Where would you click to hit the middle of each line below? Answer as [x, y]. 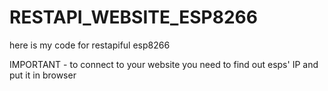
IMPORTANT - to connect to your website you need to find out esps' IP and [164, 64]
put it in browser [43, 75]
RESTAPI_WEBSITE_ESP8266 [133, 17]
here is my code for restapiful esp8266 [90, 45]
